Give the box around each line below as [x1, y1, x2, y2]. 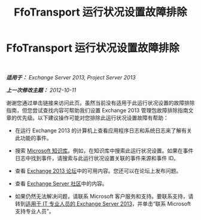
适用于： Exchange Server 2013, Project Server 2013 [6, 74, 136, 81]
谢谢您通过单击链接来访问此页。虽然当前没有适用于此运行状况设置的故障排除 [6, 99, 195, 106]
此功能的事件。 [14, 134, 52, 141]
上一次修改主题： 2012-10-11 [6, 86, 77, 93]
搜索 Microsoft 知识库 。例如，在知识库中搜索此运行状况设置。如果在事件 [14, 147, 194, 154]
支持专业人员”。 [14, 207, 54, 215]
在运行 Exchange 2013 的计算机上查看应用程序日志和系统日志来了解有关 [14, 127, 193, 134]
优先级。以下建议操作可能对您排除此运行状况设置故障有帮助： [16, 114, 169, 121]
